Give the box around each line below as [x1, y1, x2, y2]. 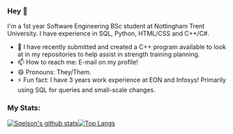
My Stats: [7, 103, 40, 113]
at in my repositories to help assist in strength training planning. [17, 50, 200, 58]
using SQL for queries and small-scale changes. [17, 86, 156, 94]
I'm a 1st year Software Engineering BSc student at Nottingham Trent [7, 22, 204, 31]
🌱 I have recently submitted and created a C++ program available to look [17, 43, 227, 51]
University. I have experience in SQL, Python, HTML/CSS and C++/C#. [7, 29, 210, 37]
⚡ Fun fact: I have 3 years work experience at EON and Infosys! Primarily [17, 76, 227, 84]
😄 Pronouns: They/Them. [17, 68, 92, 76]
